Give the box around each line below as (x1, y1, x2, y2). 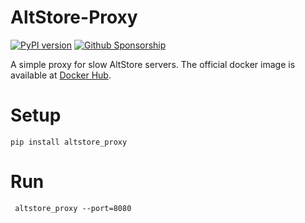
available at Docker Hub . (10, 69, 112, 81)
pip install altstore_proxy (10, 137, 128, 147)
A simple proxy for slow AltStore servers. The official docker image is (10, 58, 296, 70)
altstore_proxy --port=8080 (14, 203, 132, 213)
